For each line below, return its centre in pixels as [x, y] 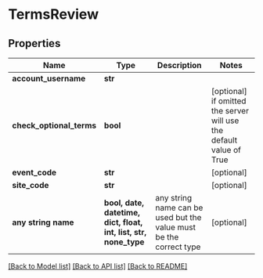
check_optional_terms [54, 125]
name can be [179, 208]
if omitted [229, 101]
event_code [34, 172]
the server [230, 111]
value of [226, 150]
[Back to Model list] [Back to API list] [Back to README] [98, 266]
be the [167, 237]
